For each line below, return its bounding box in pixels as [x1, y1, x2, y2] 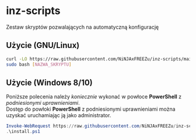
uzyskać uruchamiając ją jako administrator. [6, 112, 111, 119]
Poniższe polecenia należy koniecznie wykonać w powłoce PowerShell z [6, 93, 182, 100]
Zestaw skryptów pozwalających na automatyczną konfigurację [6, 23, 159, 30]
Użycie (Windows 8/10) [6, 77, 93, 87]
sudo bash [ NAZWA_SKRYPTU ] [6, 62, 72, 67]
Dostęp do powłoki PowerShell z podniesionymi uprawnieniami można [6, 105, 176, 112]
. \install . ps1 [6, 129, 41, 135]
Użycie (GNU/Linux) [6, 40, 80, 50]
